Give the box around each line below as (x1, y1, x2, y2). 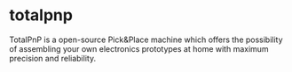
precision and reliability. (9, 53, 96, 63)
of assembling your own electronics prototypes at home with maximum (9, 43, 269, 54)
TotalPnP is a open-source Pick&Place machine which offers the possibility (9, 34, 283, 45)
